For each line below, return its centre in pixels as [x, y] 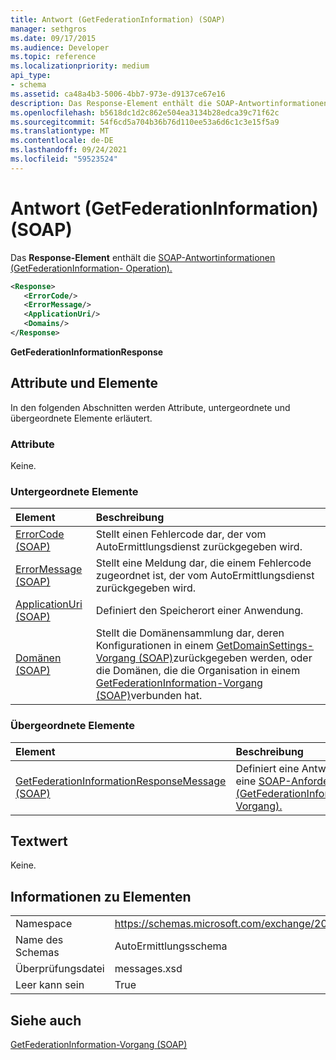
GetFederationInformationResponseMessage [121, 781]
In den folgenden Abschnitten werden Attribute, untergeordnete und [150, 407]
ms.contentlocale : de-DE [62, 141]
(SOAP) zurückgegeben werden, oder [225, 658]
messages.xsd [148, 969]
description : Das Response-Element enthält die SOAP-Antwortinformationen [169, 103]
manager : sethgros [48, 29]
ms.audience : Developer [60, 47]
